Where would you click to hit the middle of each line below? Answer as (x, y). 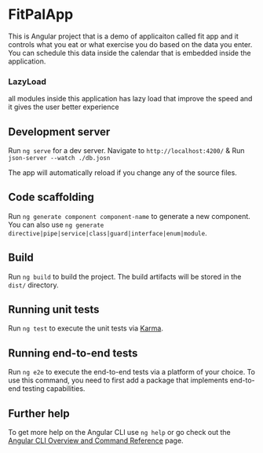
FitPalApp (41, 15)
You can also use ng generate (56, 225)
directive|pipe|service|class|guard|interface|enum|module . (108, 232)
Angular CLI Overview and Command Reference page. (96, 440)
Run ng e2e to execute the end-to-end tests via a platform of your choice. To (132, 372)
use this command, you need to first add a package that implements (118, 380)
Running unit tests (54, 310)
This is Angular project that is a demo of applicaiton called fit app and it (123, 36)
